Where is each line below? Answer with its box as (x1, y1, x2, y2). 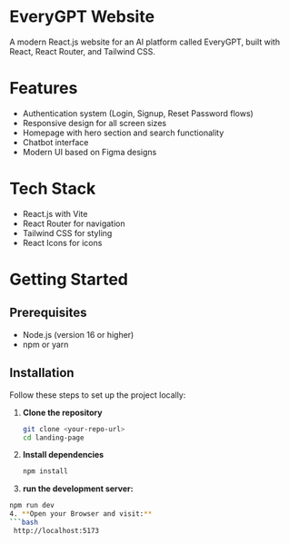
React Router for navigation (22, 218, 125, 229)
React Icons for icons (22, 237, 103, 248)
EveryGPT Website (9, 6, 155, 27)
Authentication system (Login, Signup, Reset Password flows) (22, 107, 254, 119)
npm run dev (9, 501, 55, 510)
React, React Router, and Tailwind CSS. (9, 45, 156, 56)
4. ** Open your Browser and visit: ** (9, 509, 153, 519)
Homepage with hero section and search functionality (22, 127, 224, 138)
